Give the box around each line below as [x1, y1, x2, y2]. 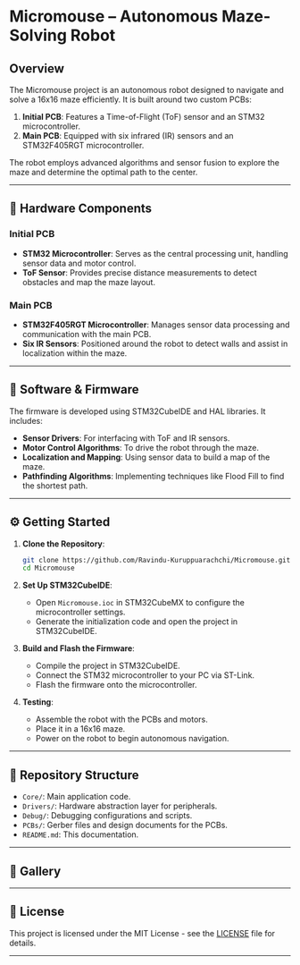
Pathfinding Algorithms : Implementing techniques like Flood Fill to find [21, 470, 285, 481]
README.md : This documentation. [21, 829, 139, 840]
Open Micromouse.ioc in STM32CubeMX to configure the [35, 597, 246, 608]
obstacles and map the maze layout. [21, 276, 156, 287]
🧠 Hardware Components [9, 201, 153, 216]
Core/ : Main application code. [21, 791, 131, 802]
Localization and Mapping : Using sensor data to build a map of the [21, 452, 271, 462]
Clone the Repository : [21, 538, 105, 549]
